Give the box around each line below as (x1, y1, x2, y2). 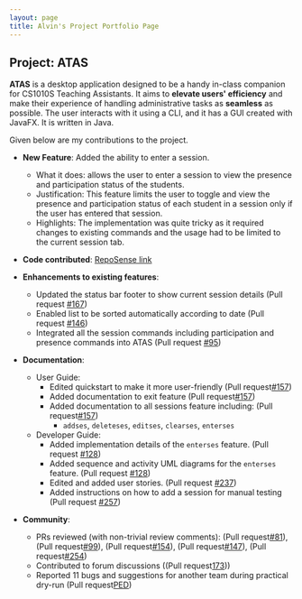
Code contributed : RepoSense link (22, 254, 152, 265)
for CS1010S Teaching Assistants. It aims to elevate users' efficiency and (9, 88, 283, 99)
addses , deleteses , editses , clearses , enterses (62, 420, 235, 431)
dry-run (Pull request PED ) (35, 579, 133, 591)
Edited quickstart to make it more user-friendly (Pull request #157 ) (49, 382, 293, 392)
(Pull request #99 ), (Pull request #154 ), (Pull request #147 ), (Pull (35, 541, 267, 552)
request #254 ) (35, 551, 87, 562)
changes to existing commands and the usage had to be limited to (35, 227, 281, 238)
